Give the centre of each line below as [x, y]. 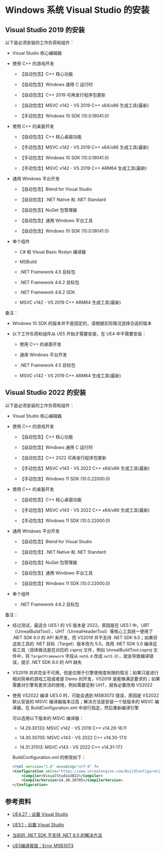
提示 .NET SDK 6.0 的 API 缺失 [51, 662]
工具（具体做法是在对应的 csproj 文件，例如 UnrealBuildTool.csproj [84, 650]
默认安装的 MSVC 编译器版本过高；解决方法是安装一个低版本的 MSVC [83, 701]
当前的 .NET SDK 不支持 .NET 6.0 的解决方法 [57, 835]
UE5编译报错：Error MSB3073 [43, 846]
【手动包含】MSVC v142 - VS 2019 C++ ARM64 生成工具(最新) [83, 168]
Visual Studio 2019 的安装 [45, 30]
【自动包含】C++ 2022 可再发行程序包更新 [63, 458]
